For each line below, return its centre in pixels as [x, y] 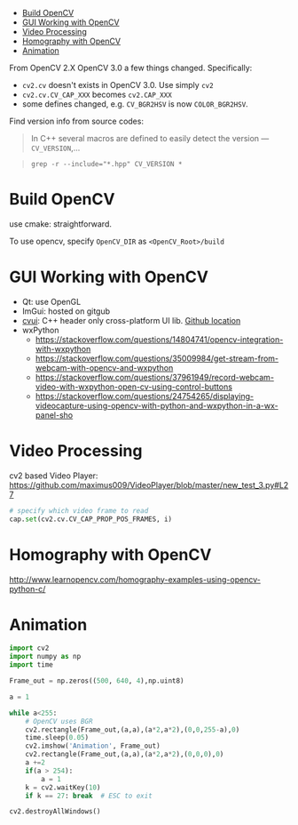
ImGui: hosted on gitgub [66, 311]
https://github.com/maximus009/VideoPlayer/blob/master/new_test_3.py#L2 [149, 485]
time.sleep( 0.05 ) [57, 738]
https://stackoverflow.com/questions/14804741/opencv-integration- [159, 339]
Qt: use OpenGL [51, 301]
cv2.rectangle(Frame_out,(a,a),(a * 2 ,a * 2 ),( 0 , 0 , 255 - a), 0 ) [133, 729]
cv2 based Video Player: [54, 476]
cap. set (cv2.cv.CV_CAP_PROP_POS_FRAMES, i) [91, 519]
